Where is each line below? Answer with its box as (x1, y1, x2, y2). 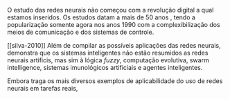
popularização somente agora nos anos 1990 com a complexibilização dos (7, 21, 220, 28)
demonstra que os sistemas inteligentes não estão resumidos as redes (7, 48, 209, 57)
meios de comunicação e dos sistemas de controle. (7, 28, 154, 36)
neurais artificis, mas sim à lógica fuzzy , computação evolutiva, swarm (7, 56, 209, 64)
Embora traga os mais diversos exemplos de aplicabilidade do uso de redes (7, 77, 223, 85)
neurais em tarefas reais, (7, 84, 78, 92)
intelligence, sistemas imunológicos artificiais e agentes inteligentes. (7, 64, 203, 71)
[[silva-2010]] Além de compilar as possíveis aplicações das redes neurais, (7, 42, 221, 49)
